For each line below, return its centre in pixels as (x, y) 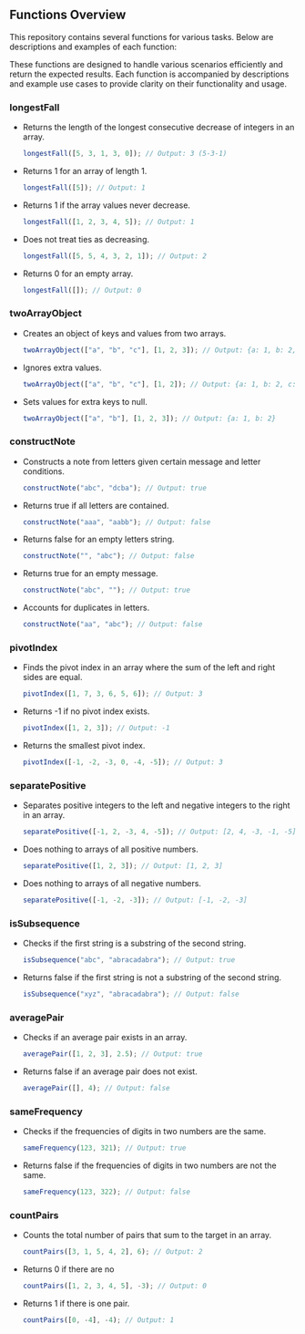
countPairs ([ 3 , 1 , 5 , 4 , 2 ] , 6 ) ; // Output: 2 (112, 1252)
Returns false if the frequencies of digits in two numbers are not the (149, 1165)
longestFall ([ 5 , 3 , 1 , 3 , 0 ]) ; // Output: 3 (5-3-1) (125, 154)
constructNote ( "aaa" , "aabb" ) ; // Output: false (117, 522)
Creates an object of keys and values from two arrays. (124, 333)
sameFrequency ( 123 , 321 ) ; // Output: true (104, 1148)
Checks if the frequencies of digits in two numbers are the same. (144, 1132)
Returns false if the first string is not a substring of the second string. (152, 977)
